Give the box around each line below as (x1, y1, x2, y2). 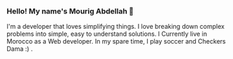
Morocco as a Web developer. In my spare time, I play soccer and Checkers (6, 37, 226, 46)
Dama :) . (6, 45, 33, 53)
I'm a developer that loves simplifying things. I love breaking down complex (6, 22, 225, 31)
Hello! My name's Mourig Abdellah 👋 (6, 6, 134, 16)
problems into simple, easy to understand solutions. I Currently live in (6, 29, 208, 38)
